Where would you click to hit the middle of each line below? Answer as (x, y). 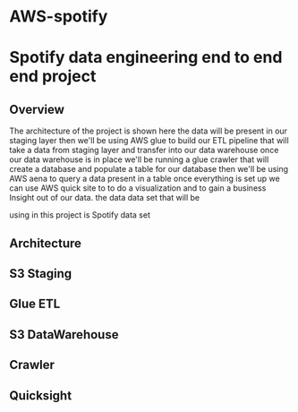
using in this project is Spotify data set (80, 215)
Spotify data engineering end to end (146, 58)
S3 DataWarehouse (64, 335)
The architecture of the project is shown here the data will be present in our (149, 131)
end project (53, 77)
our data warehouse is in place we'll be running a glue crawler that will (139, 159)
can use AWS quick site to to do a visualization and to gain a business (138, 188)
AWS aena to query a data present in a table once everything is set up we (145, 179)
